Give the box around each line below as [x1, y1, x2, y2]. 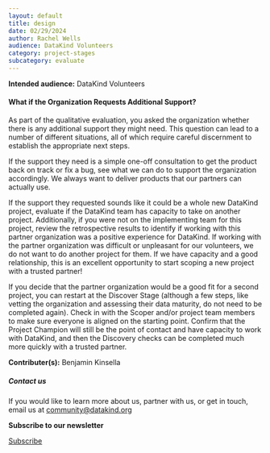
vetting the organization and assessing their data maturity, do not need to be [8, 299, 263, 309]
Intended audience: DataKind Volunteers [8, 78, 145, 89]
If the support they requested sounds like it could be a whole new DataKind [8, 198, 259, 208]
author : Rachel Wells [8, 34, 81, 43]
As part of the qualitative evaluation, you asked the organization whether [8, 115, 250, 125]
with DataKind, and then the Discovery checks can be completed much [8, 334, 244, 343]
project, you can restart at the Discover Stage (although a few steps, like [8, 291, 249, 301]
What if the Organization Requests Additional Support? [8, 98, 197, 107]
